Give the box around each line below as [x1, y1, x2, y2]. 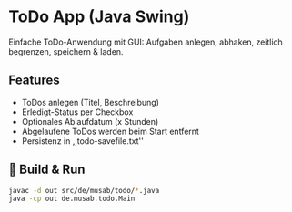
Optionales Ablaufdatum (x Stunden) [21, 116, 159, 126]
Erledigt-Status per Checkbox [21, 106, 134, 117]
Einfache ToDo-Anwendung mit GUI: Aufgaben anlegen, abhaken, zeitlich [8, 36, 283, 47]
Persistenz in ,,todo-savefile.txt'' [21, 135, 145, 146]
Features [8, 73, 60, 88]
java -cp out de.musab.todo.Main [8, 194, 136, 204]
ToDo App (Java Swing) [8, 6, 190, 27]
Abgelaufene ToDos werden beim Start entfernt [21, 126, 199, 136]
